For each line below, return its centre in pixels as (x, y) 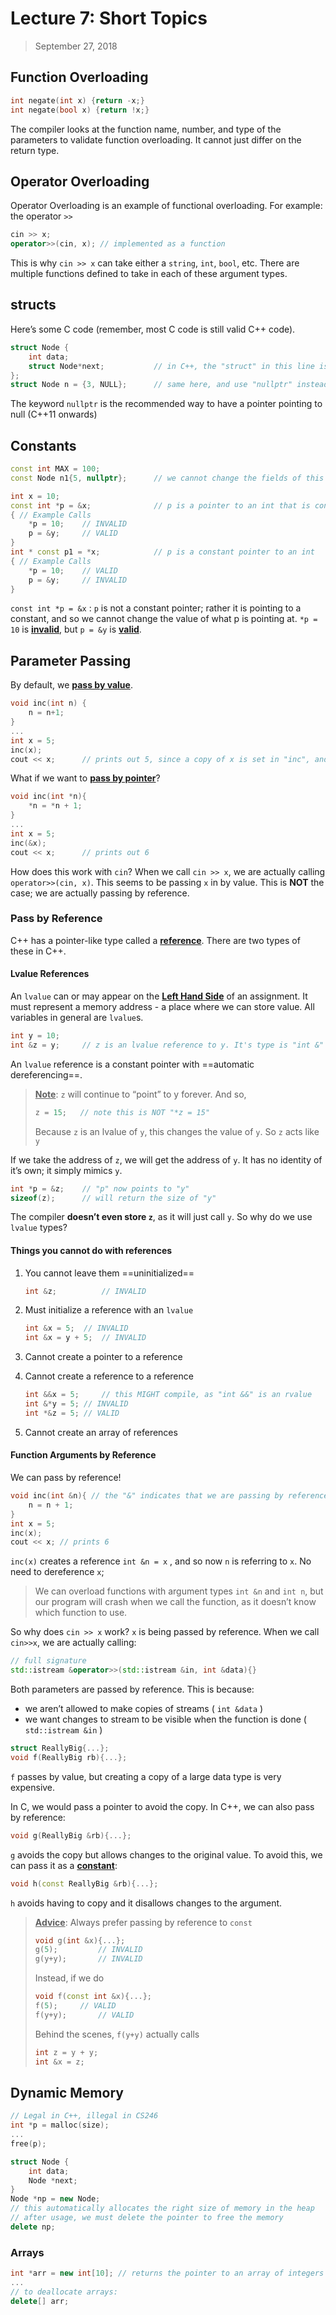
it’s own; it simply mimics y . (66, 1170)
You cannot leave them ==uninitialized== (109, 1273)
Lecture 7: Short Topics (109, 18)
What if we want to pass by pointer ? (85, 778)
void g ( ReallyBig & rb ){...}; (71, 1835)
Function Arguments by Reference (83, 1455)
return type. (35, 150)
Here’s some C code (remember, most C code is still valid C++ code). (153, 329)
